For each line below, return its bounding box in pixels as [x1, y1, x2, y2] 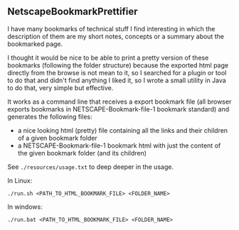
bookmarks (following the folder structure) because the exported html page [7, 60, 229, 70]
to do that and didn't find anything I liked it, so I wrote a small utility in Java [7, 76, 226, 84]
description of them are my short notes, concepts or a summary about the [7, 32, 224, 40]
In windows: [7, 202, 43, 211]
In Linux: [7, 176, 33, 185]
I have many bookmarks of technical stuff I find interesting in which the [7, 24, 216, 33]
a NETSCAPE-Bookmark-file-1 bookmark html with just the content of [17, 141, 221, 150]
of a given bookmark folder [17, 133, 97, 142]
